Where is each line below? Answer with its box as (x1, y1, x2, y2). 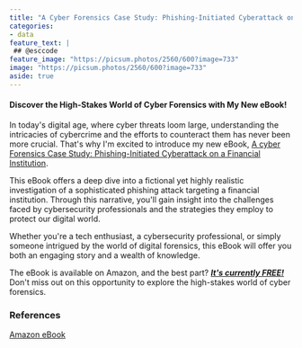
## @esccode (13, 47, 58, 56)
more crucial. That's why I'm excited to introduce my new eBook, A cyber (9, 138, 281, 149)
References (9, 308, 61, 321)
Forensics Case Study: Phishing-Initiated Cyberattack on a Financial (9, 147, 261, 158)
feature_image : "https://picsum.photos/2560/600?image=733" (9, 55, 240, 64)
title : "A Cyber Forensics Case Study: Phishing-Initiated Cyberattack (9, 13, 283, 22)
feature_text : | (9, 38, 70, 48)
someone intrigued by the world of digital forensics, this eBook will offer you (9, 240, 292, 251)
